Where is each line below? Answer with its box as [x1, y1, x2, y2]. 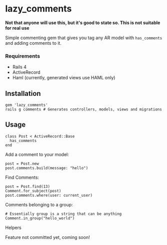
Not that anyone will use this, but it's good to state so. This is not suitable [5, 20, 160, 26]
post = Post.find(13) [5, 184, 50, 189]
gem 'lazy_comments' [5, 102, 48, 108]
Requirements [5, 52, 40, 59]
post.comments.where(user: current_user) [5, 193, 93, 198]
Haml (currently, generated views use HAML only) [12, 75, 115, 81]
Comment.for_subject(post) [5, 188, 61, 193]
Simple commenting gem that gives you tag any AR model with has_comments [5, 35, 162, 41]
